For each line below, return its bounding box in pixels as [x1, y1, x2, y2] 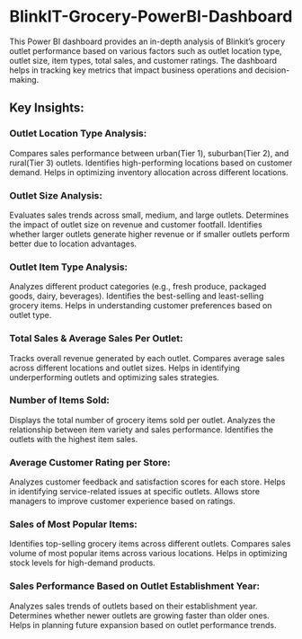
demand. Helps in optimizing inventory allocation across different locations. [9, 166, 289, 177]
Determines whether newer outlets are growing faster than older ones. [9, 609, 270, 621]
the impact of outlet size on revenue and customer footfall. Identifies [9, 218, 262, 230]
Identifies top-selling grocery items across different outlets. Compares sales [9, 538, 291, 549]
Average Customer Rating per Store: [9, 456, 171, 468]
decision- [254, 65, 290, 75]
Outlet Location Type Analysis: [9, 128, 147, 140]
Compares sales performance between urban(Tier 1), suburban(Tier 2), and [9, 147, 289, 158]
